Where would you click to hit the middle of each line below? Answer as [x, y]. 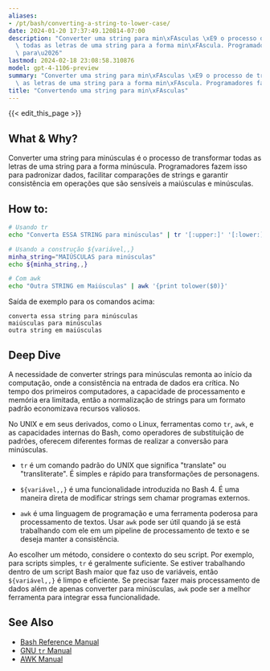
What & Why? [43, 139]
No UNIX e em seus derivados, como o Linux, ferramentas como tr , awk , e [131, 423]
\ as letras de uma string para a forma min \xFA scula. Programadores [134, 83]
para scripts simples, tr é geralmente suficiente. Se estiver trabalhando [127, 563]
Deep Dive [35, 355]
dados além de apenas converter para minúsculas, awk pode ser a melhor [130, 588]
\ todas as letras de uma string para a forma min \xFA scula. [120, 46]
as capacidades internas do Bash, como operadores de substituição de [126, 432]
